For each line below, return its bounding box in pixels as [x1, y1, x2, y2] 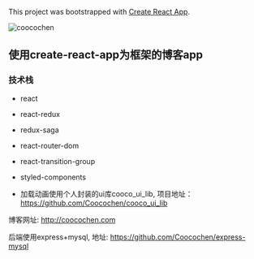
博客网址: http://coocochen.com [8, 214, 116, 224]
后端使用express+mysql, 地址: [8, 231, 109, 242]
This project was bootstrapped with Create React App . [8, 7, 191, 16]
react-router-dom [19, 140, 80, 150]
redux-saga [19, 125, 59, 135]
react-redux [19, 109, 61, 119]
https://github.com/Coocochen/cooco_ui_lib [19, 198, 168, 208]
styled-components [19, 172, 87, 182]
